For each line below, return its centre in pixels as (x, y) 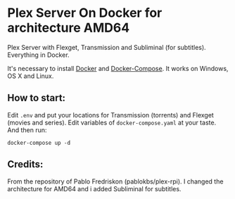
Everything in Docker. (38, 55)
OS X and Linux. (31, 76)
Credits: (25, 164)
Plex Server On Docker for (85, 13)
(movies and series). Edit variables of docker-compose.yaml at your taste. (112, 122)
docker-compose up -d (39, 143)
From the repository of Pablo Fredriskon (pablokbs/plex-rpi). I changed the (115, 181)
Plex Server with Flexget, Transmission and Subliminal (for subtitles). (107, 47)
